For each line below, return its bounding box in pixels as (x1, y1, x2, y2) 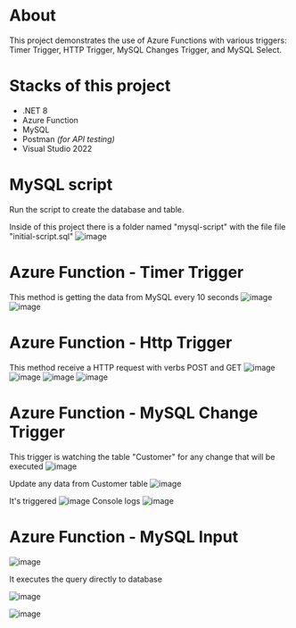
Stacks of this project (9, 76, 171, 96)
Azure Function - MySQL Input (9, 526, 239, 547)
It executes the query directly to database (9, 574, 163, 584)
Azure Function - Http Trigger (9, 332, 233, 353)
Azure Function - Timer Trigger (9, 263, 244, 282)
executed (9, 461, 44, 472)
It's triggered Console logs (9, 495, 141, 506)
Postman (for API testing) (21, 133, 116, 144)
